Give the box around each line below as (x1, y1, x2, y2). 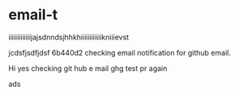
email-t (8, 6, 58, 24)
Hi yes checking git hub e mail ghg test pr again (8, 63, 168, 73)
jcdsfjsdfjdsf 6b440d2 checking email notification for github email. (8, 47, 231, 57)
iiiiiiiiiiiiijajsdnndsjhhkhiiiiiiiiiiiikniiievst (8, 32, 130, 42)
